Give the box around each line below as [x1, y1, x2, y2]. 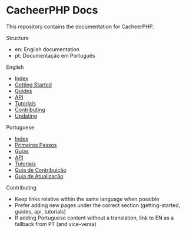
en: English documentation [14, 45, 79, 53]
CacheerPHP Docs [6, 4, 98, 17]
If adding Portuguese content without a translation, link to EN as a [14, 214, 174, 221]
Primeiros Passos [14, 141, 57, 148]
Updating [14, 112, 38, 119]
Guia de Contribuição [14, 166, 67, 174]
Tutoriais [14, 160, 36, 167]
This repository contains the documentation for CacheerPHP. [6, 23, 154, 30]
